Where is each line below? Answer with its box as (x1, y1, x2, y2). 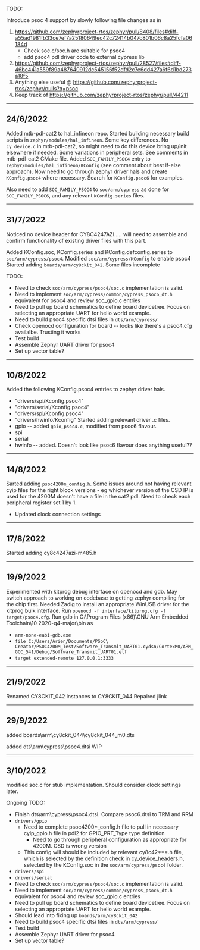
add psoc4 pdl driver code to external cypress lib (23, 54, 145, 60)
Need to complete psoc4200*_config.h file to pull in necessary (23, 823, 179, 830)
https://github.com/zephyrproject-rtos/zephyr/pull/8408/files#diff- (14, 28, 179, 35)
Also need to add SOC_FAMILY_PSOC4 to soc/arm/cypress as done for (6, 186, 170, 193)
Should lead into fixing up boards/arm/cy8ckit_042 (14, 912, 138, 919)
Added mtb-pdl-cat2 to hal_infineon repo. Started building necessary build (6, 130, 189, 137)
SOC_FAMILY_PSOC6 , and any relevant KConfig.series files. (6, 192, 145, 199)
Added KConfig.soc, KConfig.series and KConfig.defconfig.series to (6, 248, 173, 255)
